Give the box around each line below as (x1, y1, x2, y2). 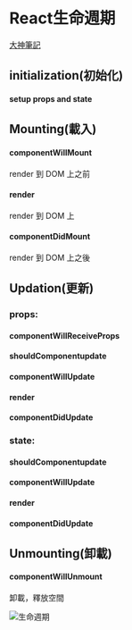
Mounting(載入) (9, 122, 97, 137)
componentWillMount (9, 147, 92, 157)
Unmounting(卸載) (9, 546, 113, 561)
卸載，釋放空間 (9, 592, 64, 603)
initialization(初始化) (9, 68, 123, 83)
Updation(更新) (9, 281, 95, 296)
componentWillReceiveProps (9, 330, 120, 340)
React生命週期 (9, 8, 116, 29)
